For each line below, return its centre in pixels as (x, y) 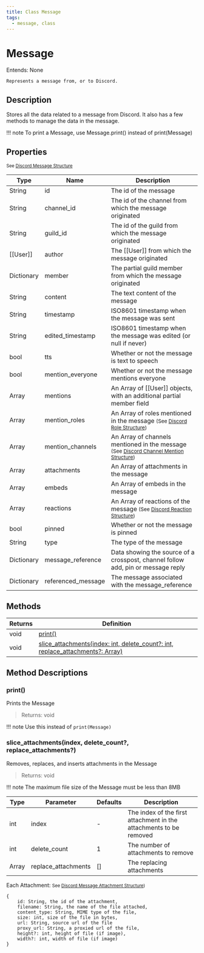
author (54, 254)
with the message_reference (151, 585)
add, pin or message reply (148, 567)
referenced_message (75, 581)
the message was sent (143, 318)
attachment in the (152, 820)
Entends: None (25, 70)
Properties (27, 152)
